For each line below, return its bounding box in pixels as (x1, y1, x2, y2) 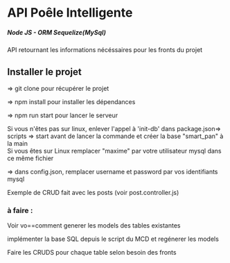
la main (7, 139, 28, 147)
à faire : (7, 205, 33, 215)
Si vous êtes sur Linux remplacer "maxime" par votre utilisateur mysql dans (7, 146, 222, 155)
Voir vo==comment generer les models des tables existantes (7, 221, 181, 230)
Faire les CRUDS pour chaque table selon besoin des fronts (7, 248, 177, 257)
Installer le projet (7, 66, 82, 78)
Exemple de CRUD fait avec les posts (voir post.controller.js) (7, 188, 179, 196)
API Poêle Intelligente (7, 5, 133, 21)
